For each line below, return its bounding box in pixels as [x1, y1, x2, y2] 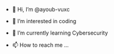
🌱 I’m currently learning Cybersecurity [12, 29, 109, 36]
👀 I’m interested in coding [12, 18, 77, 24]
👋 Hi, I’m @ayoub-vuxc [12, 6, 70, 13]
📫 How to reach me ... [12, 41, 69, 49]
